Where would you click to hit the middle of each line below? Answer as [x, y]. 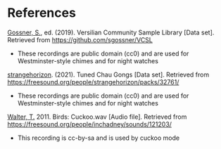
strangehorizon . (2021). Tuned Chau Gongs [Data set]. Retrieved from [108, 74]
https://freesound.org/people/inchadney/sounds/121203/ [90, 124]
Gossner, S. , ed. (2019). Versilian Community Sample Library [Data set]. [111, 32]
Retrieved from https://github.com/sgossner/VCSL [80, 39]
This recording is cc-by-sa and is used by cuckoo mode [99, 138]
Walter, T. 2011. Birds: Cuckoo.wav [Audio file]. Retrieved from [97, 117]
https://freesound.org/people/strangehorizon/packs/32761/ [93, 82]
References [42, 13]
